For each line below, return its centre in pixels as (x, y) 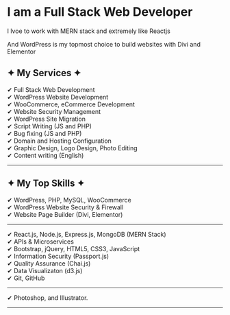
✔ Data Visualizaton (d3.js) (45, 270)
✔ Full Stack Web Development (51, 89)
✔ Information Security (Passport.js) (58, 256)
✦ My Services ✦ (44, 73)
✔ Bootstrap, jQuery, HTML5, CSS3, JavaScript (74, 248)
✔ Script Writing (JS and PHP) (50, 126)
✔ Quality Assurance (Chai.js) (49, 263)
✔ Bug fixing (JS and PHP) (44, 133)
